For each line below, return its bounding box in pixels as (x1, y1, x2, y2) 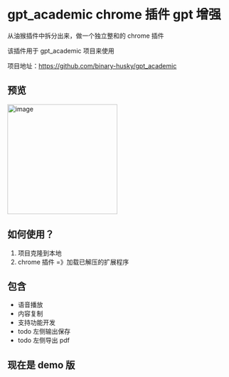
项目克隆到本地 (17, 248, 62, 257)
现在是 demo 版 (7, 359, 75, 371)
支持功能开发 (17, 318, 55, 327)
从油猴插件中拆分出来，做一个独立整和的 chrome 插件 (7, 31, 165, 40)
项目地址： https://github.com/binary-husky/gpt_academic (7, 61, 177, 70)
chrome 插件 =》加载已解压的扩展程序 (17, 257, 129, 266)
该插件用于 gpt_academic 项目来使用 (7, 46, 115, 55)
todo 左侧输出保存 (17, 327, 71, 336)
